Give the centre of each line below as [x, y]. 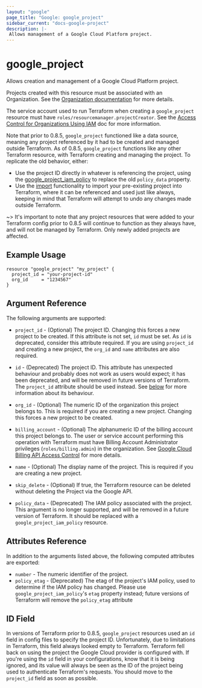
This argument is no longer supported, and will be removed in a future [102, 509]
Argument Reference [46, 303]
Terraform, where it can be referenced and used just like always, [95, 192]
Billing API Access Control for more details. [68, 455]
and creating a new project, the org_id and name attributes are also [97, 349]
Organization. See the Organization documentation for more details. [90, 99]
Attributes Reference [46, 541]
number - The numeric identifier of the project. [71, 574]
